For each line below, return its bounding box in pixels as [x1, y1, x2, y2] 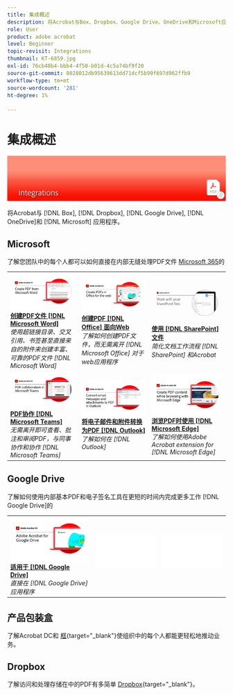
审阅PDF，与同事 [21, 435, 71, 443]
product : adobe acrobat [7, 33, 76, 40]
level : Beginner [7, 40, 54, 48]
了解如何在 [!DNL [81, 435, 130, 444]
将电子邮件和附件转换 [81, 417, 143, 426]
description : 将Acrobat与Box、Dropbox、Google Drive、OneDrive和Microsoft [7, 18, 222, 26]
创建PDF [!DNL [81, 314, 125, 322]
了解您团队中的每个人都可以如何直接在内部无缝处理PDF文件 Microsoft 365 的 [7, 258, 225, 266]
